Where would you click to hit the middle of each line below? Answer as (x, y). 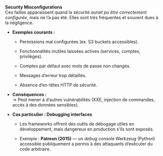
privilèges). (31, 56)
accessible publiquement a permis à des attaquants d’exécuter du (86, 144)
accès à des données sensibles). (45, 105)
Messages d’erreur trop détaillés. (53, 75)
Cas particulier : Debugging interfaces (52, 114)
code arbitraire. (35, 149)
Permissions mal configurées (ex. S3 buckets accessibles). (79, 42)
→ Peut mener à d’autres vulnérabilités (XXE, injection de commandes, (83, 100)
